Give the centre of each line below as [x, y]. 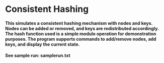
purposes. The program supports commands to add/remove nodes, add [81, 39]
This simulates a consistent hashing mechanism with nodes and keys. [79, 23]
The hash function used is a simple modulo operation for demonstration [81, 34]
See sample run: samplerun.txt [38, 56]
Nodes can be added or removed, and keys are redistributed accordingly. [82, 28]
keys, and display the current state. [42, 44]
